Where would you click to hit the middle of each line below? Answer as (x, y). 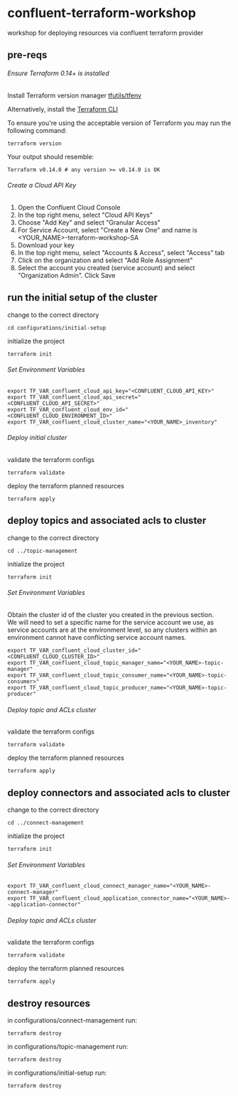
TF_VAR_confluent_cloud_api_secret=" (85, 397)
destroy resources (49, 1003)
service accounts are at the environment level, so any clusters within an (112, 630)
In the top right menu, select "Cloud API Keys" (85, 215)
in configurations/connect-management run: (72, 1021)
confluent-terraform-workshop (102, 13)
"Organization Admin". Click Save (66, 275)
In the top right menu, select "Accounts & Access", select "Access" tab (121, 252)
